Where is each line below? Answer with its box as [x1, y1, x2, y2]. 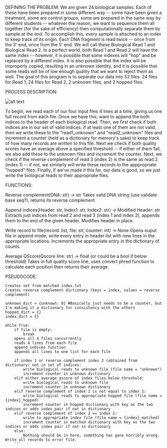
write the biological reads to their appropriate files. [5, 172, 109, 178]
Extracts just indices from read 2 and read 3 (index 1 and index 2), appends [5, 212, 160, 218]
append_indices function [14, 345, 66, 350]
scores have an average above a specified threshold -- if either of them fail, [5, 146, 161, 151]
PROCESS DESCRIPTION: [5, 89, 57, 95]
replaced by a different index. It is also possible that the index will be [5, 58, 146, 63]
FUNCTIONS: [5, 182, 32, 188]
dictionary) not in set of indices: [5, 363, 81, 368]
